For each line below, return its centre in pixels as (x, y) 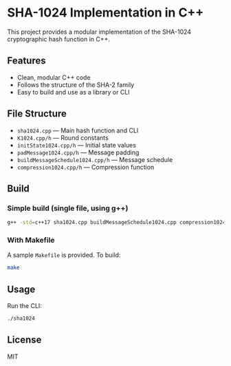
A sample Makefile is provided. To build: (64, 255)
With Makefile (31, 241)
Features (26, 61)
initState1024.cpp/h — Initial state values (76, 145)
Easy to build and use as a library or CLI (73, 92)
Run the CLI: (25, 306)
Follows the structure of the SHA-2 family (76, 85)
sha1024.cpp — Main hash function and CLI (78, 130)
